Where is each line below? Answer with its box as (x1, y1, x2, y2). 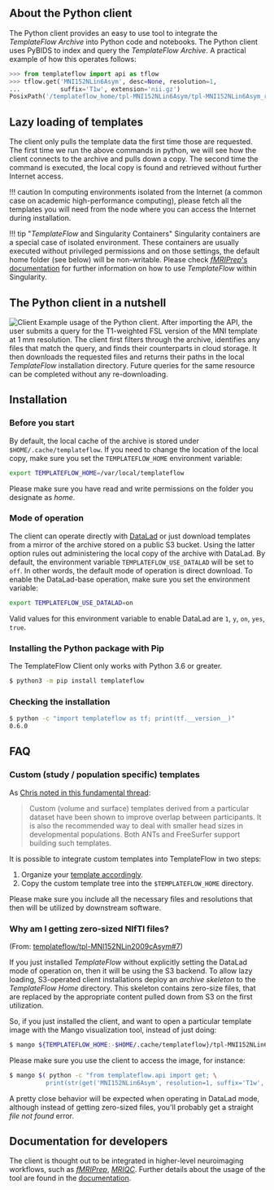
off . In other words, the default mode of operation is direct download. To (9, 565, 253, 575)
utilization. (9, 1000, 44, 1010)
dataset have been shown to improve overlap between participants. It (28, 812, 262, 822)
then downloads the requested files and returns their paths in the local (9, 352, 245, 362)
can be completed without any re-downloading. (9, 369, 169, 379)
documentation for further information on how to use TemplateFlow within (9, 264, 257, 274)
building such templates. (28, 838, 112, 848)
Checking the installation (9, 696, 111, 707)
